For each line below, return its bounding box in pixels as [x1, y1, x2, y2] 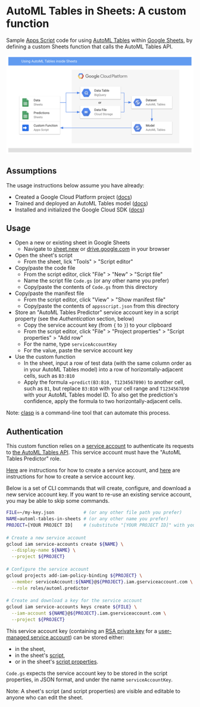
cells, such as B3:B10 [23, 372, 75, 380]
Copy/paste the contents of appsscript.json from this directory [23, 303, 179, 310]
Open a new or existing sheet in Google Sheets [14, 239, 130, 246]
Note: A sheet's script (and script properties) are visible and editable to [6, 687, 180, 694]
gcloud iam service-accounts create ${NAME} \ [6, 541, 124, 547]
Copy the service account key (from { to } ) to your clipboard [23, 321, 172, 329]
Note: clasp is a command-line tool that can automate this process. [6, 409, 171, 416]
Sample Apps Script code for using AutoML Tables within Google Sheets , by [6, 36, 193, 44]
